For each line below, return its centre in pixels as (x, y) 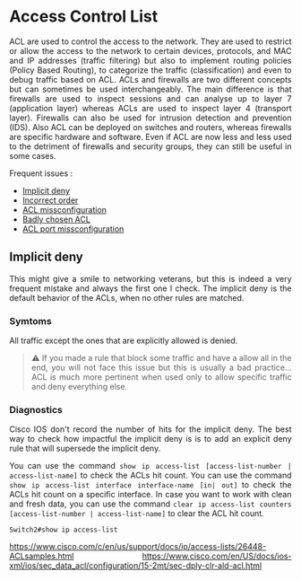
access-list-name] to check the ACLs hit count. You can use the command (150, 475)
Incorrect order (50, 200)
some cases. (33, 155)
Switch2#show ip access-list (64, 530)
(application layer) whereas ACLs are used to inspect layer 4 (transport (150, 108)
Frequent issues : (41, 173)
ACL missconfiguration (64, 209)
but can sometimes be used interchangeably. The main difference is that (150, 89)
